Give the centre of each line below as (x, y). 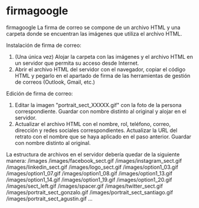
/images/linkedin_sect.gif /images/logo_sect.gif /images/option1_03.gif (92, 167)
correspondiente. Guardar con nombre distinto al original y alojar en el (101, 111)
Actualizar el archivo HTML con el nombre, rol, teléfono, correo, (93, 124)
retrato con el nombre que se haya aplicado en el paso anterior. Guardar (103, 136)
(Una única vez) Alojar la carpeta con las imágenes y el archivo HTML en (104, 56)
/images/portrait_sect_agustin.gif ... (50, 198)
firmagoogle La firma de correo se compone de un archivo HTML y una (93, 27)
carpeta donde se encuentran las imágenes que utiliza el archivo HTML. (94, 33)
